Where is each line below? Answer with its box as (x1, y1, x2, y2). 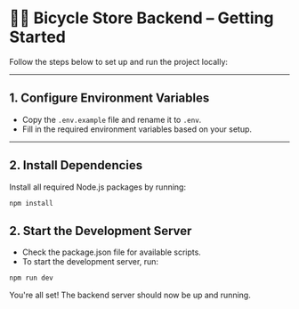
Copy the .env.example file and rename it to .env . (21, 114, 202, 125)
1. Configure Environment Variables (9, 91, 210, 106)
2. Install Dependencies (9, 158, 143, 173)
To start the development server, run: (21, 256, 158, 267)
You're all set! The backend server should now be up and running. (9, 289, 251, 301)
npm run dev (9, 273, 53, 283)
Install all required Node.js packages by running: (9, 182, 187, 192)
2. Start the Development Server (9, 223, 192, 239)
